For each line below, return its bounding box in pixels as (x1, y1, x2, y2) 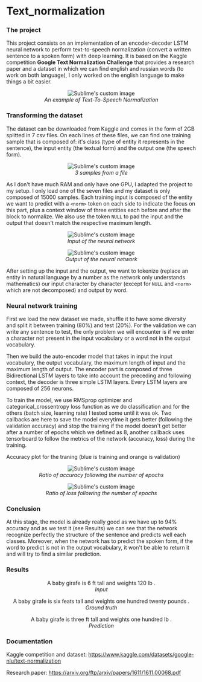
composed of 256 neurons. (6, 385, 74, 392)
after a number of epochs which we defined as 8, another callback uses (6, 429, 185, 436)
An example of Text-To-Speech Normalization (44, 96, 159, 103)
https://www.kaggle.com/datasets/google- (88, 651, 194, 658)
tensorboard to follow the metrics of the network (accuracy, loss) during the (6, 435, 195, 443)
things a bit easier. (6, 78, 52, 85)
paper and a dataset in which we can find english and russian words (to (6, 65, 184, 73)
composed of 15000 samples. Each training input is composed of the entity (6, 193, 193, 201)
